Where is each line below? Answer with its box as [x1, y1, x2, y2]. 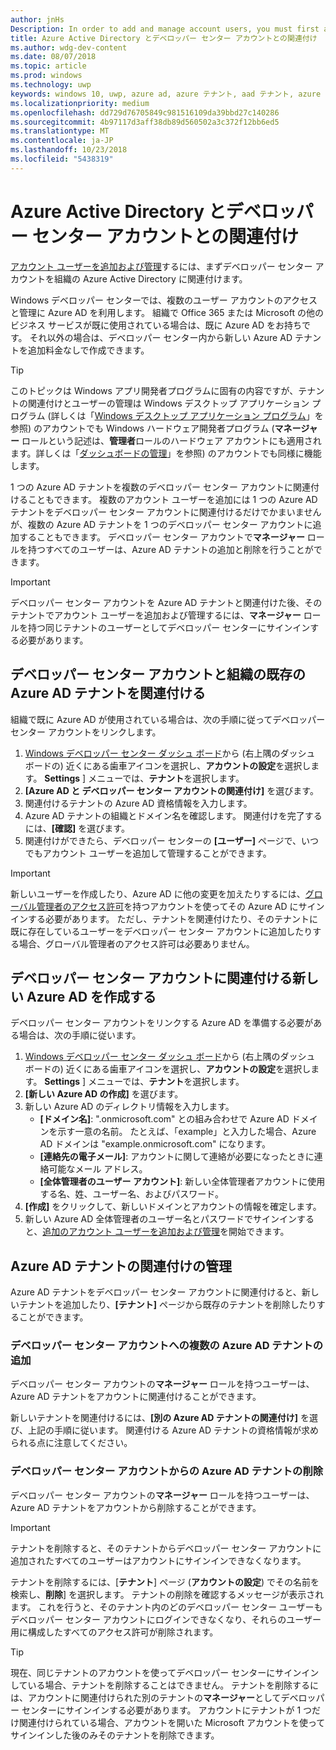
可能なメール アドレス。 [48, 1163, 148, 1175]
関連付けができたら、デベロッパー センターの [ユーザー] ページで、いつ [24, 834, 320, 846]
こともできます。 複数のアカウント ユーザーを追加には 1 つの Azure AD [27, 493, 318, 505]
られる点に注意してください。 [10, 1437, 133, 1449]
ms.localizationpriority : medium [10, 98, 150, 108]
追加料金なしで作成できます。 [27, 344, 150, 356]
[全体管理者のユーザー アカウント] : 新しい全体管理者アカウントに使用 [39, 1176, 326, 1188]
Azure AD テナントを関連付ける [10, 685, 207, 702]
